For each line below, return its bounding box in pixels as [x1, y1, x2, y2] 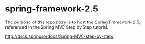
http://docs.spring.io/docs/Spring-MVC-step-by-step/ [5, 33, 114, 39]
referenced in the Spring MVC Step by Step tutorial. [5, 24, 109, 30]
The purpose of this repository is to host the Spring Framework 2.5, [5, 19, 141, 25]
